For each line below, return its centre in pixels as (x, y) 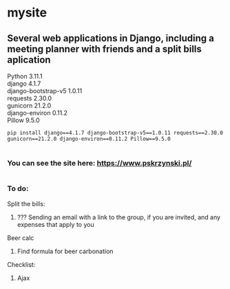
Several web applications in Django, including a (111, 38)
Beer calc (21, 238)
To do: (18, 189)
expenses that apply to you (55, 224)
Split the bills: (26, 203)
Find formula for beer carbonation (65, 251)
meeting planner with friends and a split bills (104, 49)
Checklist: (21, 264)
